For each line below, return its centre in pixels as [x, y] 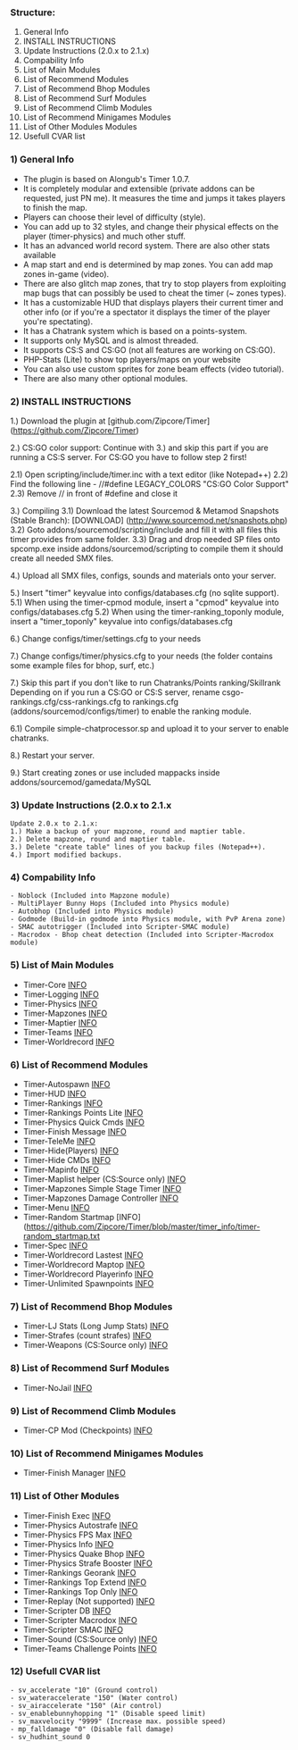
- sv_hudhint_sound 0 [50, 1737]
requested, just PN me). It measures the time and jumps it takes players [154, 197]
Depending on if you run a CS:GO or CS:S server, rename [115, 692]
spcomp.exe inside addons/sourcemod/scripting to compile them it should [147, 548]
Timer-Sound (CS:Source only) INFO [90, 1639]
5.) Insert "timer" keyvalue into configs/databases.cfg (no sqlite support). [145, 592]
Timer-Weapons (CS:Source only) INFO [95, 1345]
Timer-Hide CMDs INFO [66, 1160]
